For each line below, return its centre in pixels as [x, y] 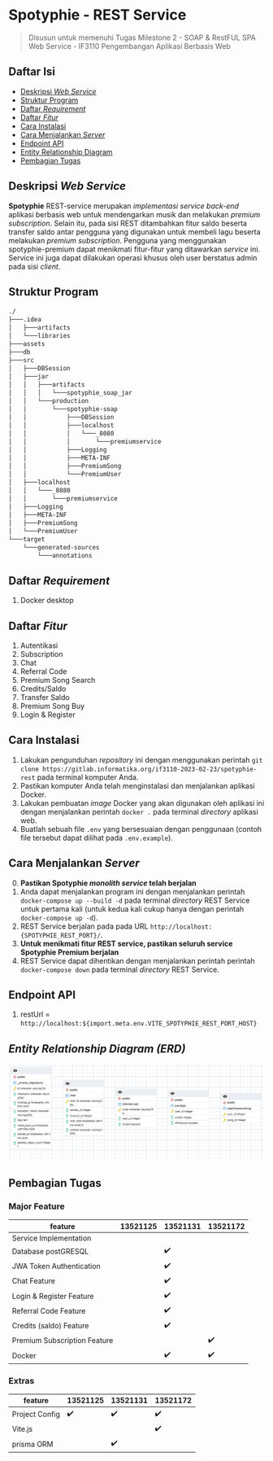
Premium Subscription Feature [63, 1341]
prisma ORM [33, 1444]
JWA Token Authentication [56, 1266]
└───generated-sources [61, 548]
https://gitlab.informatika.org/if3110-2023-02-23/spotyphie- [149, 769]
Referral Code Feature [49, 1310]
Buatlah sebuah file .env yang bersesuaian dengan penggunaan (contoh [141, 829]
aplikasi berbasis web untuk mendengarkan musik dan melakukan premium [134, 214]
